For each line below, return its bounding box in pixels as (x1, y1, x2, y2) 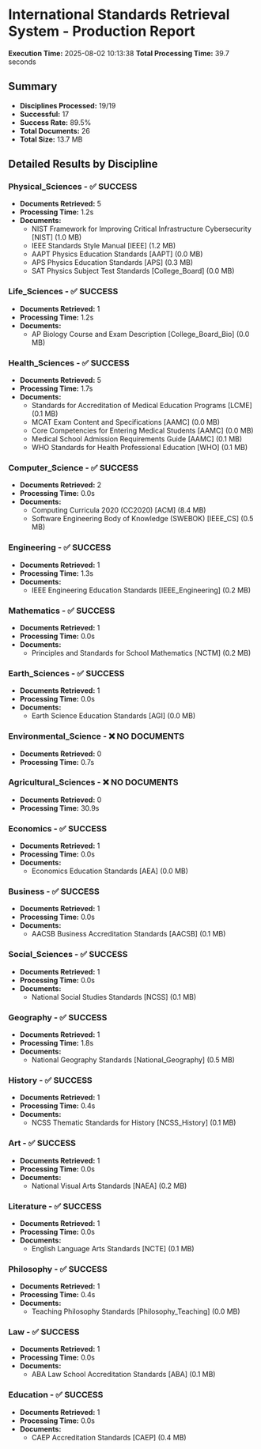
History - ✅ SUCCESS (8, 1074, 93, 1085)
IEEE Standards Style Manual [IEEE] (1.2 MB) (31, 241, 176, 251)
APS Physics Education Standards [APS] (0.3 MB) (31, 258, 194, 267)
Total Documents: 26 (19, 126, 91, 135)
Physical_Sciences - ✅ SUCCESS (8, 181, 138, 192)
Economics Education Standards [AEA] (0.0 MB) (31, 866, 188, 876)
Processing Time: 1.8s (19, 1039, 94, 1047)
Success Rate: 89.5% (19, 117, 92, 127)
